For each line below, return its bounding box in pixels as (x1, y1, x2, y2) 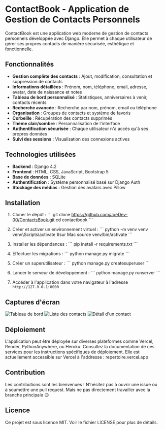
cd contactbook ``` (55, 217, 93, 223)
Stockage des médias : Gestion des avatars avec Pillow (12, 184, 126, 190)
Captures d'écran (5, 298, 60, 306)
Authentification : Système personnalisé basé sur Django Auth (12, 179, 140, 185)
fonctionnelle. (5, 46, 33, 52)
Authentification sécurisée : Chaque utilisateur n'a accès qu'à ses (12, 126, 149, 132)
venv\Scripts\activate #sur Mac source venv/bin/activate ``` (12, 232, 133, 237)
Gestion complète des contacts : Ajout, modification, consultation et (12, 73, 153, 79)
